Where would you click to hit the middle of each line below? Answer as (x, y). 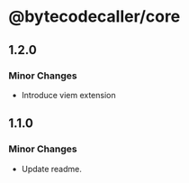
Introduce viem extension (68, 95)
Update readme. (51, 169)
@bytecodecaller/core (94, 17)
